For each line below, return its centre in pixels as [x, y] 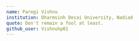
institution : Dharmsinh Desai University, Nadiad [70, 17]
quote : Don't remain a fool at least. [55, 23]
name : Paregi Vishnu [32, 12]
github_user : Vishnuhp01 [37, 29]
